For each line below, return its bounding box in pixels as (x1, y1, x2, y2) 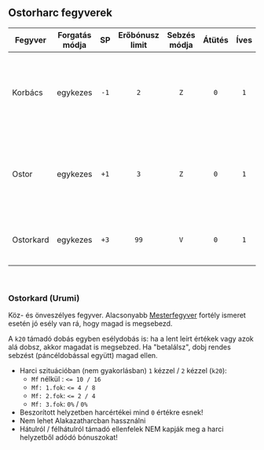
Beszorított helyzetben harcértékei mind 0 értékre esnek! (19, 408, 203, 417)
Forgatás (57, 29, 92, 40)
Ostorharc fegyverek (8, 6, 112, 20)
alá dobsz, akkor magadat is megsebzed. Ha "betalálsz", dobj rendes (8, 342, 232, 352)
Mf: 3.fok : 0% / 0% (31, 400, 88, 409)
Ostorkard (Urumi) (8, 292, 80, 303)
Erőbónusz (117, 29, 159, 40)
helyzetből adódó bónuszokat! (19, 433, 118, 442)
